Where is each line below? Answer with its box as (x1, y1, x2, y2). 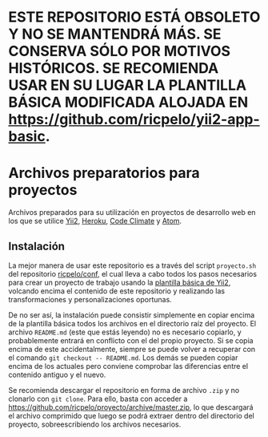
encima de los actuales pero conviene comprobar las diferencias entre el (8, 361, 249, 370)
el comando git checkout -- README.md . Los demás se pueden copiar (8, 353, 238, 362)
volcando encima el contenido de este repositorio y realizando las (8, 285, 226, 296)
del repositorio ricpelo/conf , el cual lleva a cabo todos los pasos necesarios (8, 269, 258, 278)
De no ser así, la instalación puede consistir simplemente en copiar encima (8, 310, 255, 320)
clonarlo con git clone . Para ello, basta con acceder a (8, 394, 188, 403)
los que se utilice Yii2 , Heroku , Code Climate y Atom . (8, 216, 182, 226)
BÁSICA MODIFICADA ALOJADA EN (8, 93, 249, 111)
